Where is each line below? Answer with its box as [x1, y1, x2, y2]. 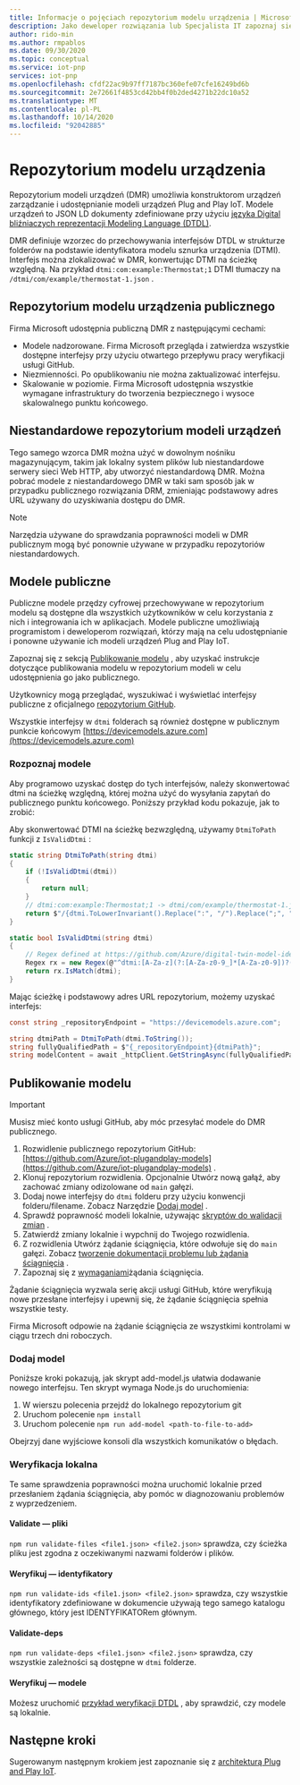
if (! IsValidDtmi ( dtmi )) [25, 867, 118, 877]
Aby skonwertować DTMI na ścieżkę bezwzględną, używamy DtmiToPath [9, 824, 277, 835]
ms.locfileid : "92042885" [9, 122, 105, 131]
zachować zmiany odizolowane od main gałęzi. [21, 1182, 195, 1193]
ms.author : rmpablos [9, 38, 87, 47]
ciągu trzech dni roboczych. [9, 1330, 112, 1341]
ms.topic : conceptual [9, 55, 90, 64]
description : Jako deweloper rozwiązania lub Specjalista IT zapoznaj [9, 21, 278, 30]
